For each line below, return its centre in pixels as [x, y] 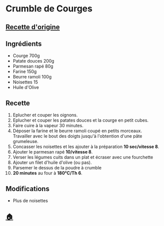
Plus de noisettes [30, 201]
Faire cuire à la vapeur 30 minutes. [48, 126]
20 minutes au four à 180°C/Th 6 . [48, 173]
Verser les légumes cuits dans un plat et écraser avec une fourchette [83, 157]
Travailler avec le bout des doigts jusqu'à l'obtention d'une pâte [77, 136]
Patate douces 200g [34, 61]
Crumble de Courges [49, 9]
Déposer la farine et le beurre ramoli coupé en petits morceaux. [77, 131]
